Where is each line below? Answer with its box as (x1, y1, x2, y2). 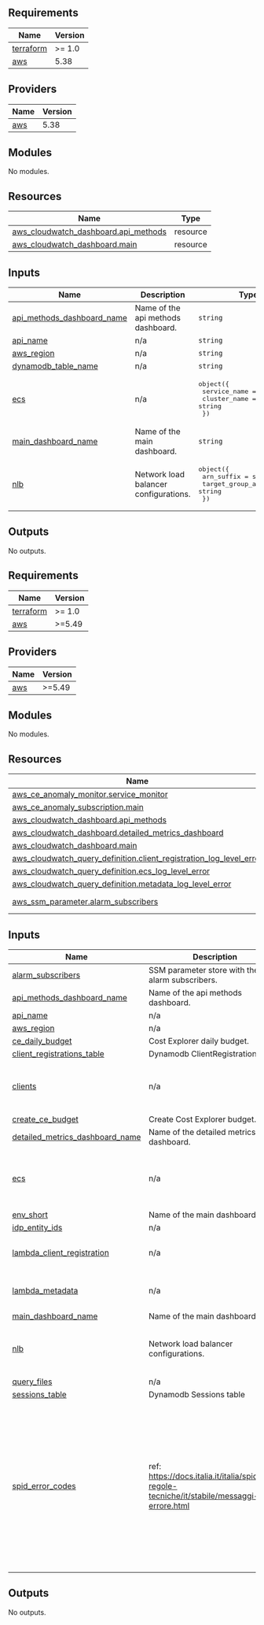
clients (12, 1081, 37, 1092)
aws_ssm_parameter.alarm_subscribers (12, 896, 159, 907)
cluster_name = (202, 395, 257, 403)
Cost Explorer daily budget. (148, 1035, 249, 1046)
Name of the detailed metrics (148, 1126, 256, 1137)
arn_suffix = (202, 473, 249, 481)
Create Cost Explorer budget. (148, 1114, 257, 1125)
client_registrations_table (12, 1048, 104, 1059)
